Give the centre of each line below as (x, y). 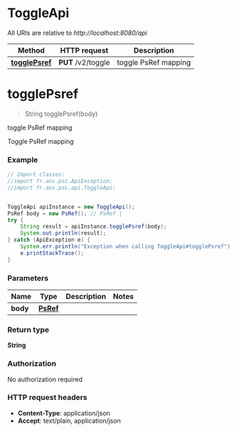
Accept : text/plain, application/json (69, 421)
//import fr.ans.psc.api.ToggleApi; (62, 188)
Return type (28, 330)
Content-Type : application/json (64, 413)
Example (23, 159)
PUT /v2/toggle (84, 62)
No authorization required (45, 379)
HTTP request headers (47, 398)
